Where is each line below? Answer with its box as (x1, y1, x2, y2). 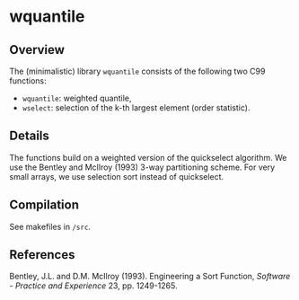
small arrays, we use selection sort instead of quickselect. (9, 171, 224, 181)
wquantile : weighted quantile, (22, 93, 132, 103)
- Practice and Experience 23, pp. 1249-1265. (9, 280, 178, 291)
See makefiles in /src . (9, 221, 92, 232)
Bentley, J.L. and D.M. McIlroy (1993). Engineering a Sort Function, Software (9, 271, 291, 282)
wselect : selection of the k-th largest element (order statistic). (22, 102, 251, 113)
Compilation (9, 198, 79, 213)
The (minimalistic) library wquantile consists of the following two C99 (9, 66, 266, 76)
